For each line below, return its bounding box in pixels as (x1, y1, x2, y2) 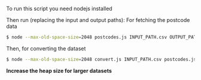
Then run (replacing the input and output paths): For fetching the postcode (6, 17, 190, 23)
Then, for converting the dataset (6, 44, 86, 52)
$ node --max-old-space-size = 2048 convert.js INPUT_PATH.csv (6, 56, 162, 62)
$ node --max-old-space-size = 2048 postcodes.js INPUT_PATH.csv (6, 34, 167, 40)
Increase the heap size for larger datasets (6, 67, 112, 74)
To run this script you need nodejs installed (6, 5, 112, 12)
